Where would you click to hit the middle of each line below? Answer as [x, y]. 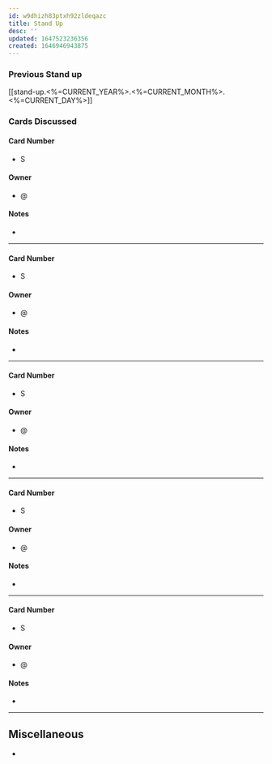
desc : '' [23, 31]
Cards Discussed [42, 122]
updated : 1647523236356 [49, 38]
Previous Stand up [45, 75]
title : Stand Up [36, 23]
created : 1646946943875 [49, 46]
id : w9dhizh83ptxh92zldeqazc [57, 16]
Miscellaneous [46, 734]
